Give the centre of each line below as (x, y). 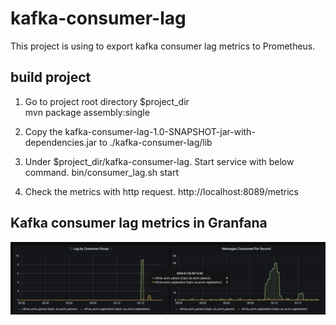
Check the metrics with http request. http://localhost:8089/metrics (161, 191)
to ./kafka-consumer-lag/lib (155, 142)
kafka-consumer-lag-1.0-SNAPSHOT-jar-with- (160, 131)
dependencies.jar (61, 142)
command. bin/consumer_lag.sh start (102, 172)
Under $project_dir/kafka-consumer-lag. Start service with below (159, 161)
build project (51, 77)
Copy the (43, 131)
